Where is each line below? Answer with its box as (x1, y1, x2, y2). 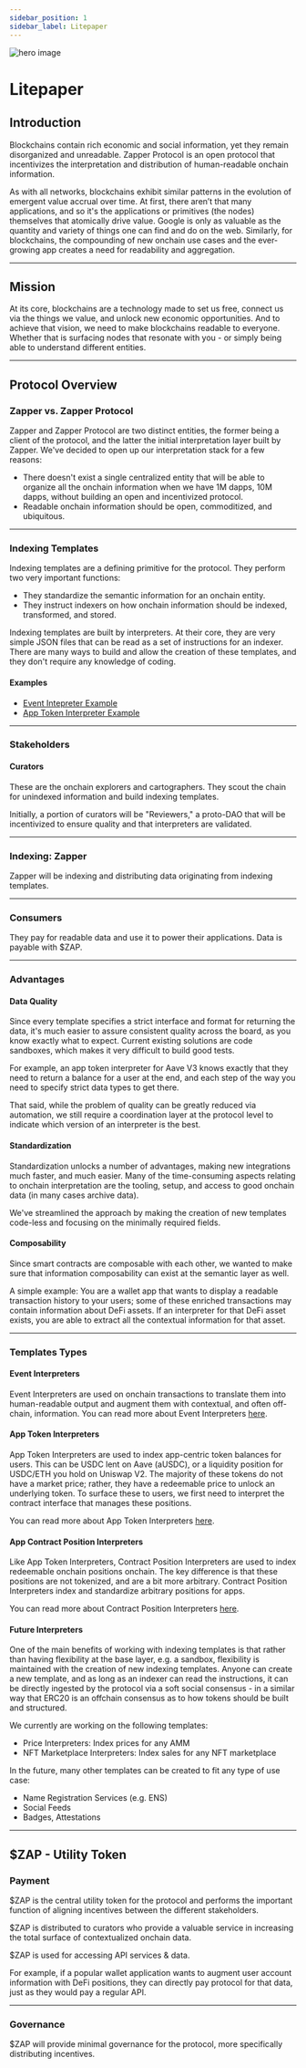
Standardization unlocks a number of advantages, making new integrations (9, 1160, 291, 1171)
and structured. (9, 1702, 67, 1713)
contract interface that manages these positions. (9, 1498, 192, 1509)
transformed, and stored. (22, 609, 117, 620)
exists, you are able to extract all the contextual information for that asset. (9, 1315, 286, 1325)
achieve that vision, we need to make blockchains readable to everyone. (9, 323, 280, 334)
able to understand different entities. (9, 342, 147, 353)
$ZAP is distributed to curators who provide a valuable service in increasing (9, 1922, 294, 1934)
